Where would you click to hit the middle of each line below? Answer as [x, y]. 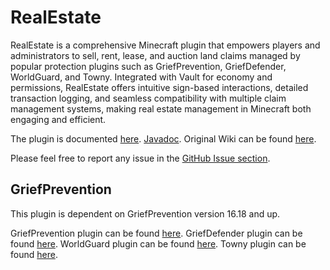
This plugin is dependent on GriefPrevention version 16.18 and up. [145, 213]
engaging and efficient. [58, 119]
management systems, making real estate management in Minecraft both [161, 108]
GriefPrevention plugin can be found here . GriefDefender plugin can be [156, 233]
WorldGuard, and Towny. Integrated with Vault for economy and [141, 77]
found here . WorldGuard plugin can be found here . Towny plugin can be [158, 243]
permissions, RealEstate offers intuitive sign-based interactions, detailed [159, 87]
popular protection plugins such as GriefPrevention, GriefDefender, [148, 66]
